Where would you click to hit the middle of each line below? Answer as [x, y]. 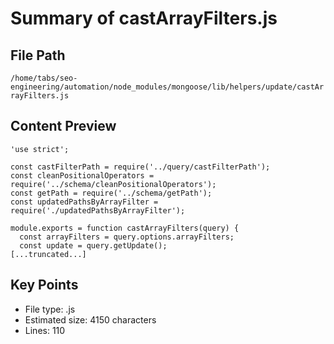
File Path [38, 55]
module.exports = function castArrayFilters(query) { [125, 228]
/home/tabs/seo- [44, 78]
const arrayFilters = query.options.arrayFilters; [127, 237]
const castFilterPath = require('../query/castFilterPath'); [140, 167]
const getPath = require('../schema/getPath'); [111, 193]
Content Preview [63, 126]
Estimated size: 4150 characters [90, 319]
